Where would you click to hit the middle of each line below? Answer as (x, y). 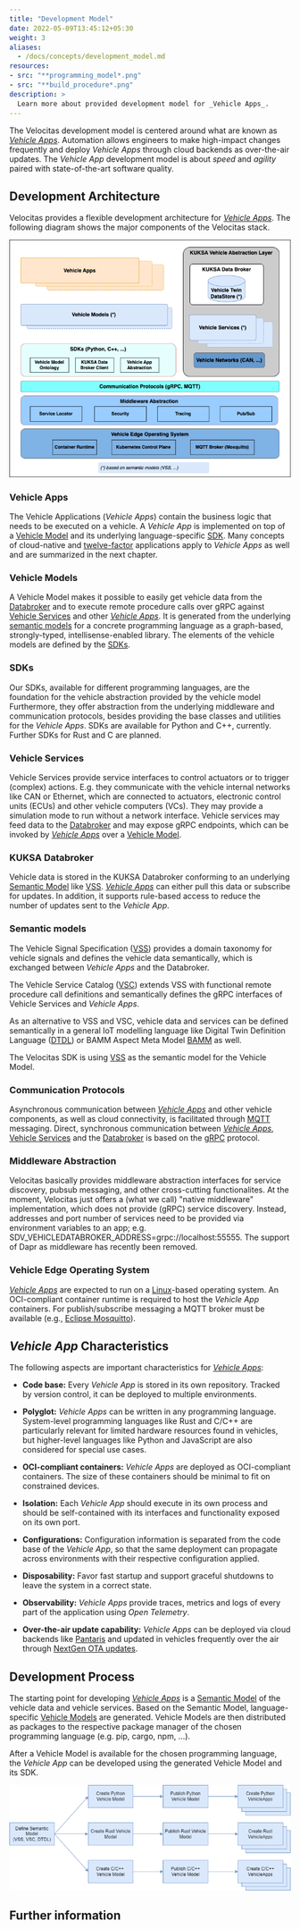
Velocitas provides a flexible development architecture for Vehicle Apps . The (150, 218)
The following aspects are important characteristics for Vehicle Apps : (137, 1368)
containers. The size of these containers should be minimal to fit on (146, 1477)
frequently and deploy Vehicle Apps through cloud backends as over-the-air (150, 149)
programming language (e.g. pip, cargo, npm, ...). (100, 1736)
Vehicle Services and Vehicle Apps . (75, 1003)
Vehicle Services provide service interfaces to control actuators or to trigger (149, 778)
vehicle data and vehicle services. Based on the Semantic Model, (129, 1708)
